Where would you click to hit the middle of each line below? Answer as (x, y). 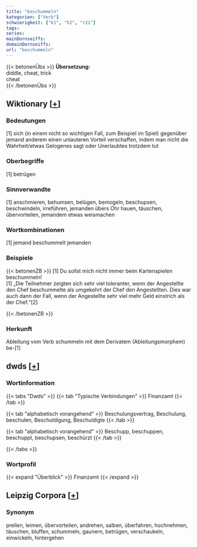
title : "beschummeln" (33, 11)
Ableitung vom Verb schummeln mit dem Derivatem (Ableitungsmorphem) (96, 342)
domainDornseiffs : (29, 45)
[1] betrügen (21, 174)
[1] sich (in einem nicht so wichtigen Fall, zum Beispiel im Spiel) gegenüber (96, 134)
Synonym (20, 512)
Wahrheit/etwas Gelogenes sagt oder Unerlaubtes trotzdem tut (82, 146)
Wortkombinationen (35, 230)
